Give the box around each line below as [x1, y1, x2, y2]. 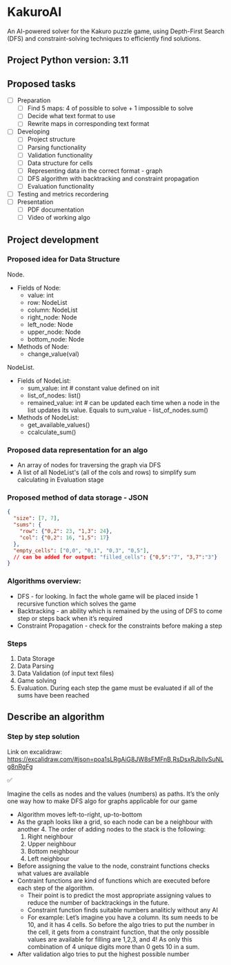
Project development [7, 234, 99, 245]
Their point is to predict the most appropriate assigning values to [27, 891, 212, 899]
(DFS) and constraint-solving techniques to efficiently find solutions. [7, 34, 201, 42]
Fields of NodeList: [17, 376, 71, 384]
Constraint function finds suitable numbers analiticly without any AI [27, 906, 219, 914]
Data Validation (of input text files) [17, 668, 114, 677]
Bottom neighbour [27, 847, 79, 855]
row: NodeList [27, 298, 68, 306]
